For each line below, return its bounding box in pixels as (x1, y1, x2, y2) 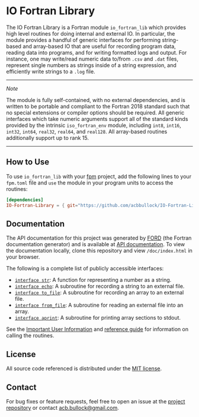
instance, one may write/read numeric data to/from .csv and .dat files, (6, 55, 179, 62)
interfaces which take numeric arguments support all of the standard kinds (6, 115, 188, 122)
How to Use (6, 157, 50, 167)
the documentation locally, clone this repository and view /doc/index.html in (6, 247, 192, 254)
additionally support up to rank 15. (6, 134, 89, 141)
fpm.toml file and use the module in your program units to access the (6, 179, 174, 186)
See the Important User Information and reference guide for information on (6, 326, 188, 333)
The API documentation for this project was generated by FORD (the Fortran (6, 234, 192, 241)
